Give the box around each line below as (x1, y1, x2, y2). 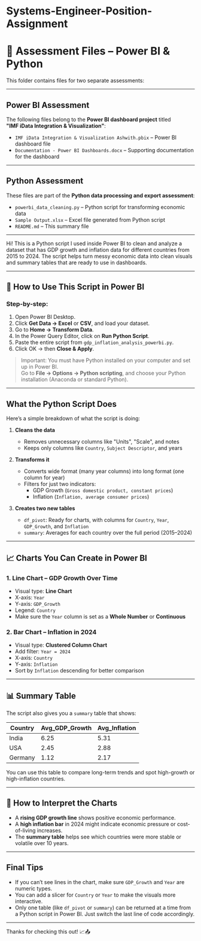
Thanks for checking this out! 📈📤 (6, 928, 91, 935)
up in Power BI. (20, 363, 59, 370)
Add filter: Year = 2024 (14, 648, 71, 655)
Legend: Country (14, 607, 56, 614)
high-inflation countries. (6, 775, 66, 783)
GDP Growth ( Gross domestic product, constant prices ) (32, 487, 173, 494)
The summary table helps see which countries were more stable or (14, 833, 181, 840)
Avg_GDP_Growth (41, 724, 92, 732)
